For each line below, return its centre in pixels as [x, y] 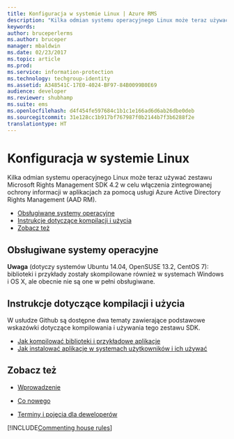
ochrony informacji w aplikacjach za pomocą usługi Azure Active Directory [114, 192]
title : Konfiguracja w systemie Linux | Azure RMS [82, 14]
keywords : [22, 26]
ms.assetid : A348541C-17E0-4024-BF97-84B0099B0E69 [82, 85]
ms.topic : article [34, 59]
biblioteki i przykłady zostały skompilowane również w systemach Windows [116, 274]
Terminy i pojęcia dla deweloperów [67, 414]
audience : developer [37, 91]
